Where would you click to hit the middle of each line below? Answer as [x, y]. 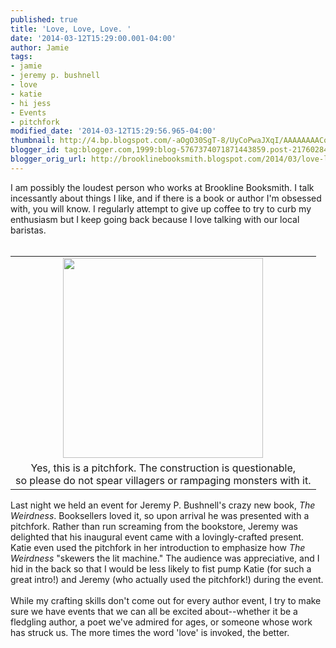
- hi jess [31, 103]
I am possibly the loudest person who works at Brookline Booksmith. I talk [162, 187]
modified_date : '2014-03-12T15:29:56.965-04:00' [113, 131]
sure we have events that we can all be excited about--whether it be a [154, 611]
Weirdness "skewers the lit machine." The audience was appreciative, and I [165, 558]
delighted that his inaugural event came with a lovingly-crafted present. [157, 537]
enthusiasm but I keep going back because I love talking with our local [155, 219]
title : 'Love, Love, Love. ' [71, 29]
